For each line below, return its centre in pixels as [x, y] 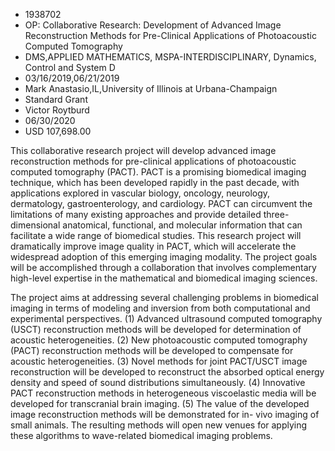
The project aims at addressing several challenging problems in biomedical [164, 297]
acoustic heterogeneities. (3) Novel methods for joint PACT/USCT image [159, 361]
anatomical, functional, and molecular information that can [182, 225]
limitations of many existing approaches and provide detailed [136, 214]
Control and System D [70, 67]
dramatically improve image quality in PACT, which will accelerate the [153, 246]
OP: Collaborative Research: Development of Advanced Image [153, 25]
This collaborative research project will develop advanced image [143, 150]
